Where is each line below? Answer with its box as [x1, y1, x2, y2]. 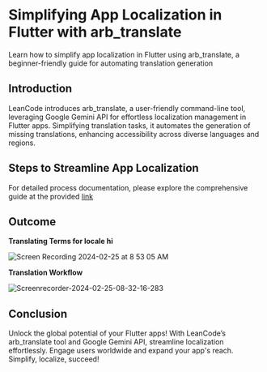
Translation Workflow [8, 267, 83, 277]
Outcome [8, 215, 57, 229]
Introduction [8, 82, 73, 96]
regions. [8, 138, 36, 148]
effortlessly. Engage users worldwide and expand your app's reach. [8, 346, 234, 356]
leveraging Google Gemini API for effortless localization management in [8, 112, 247, 122]
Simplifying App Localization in [8, 6, 222, 24]
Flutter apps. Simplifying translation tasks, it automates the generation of [8, 120, 251, 130]
